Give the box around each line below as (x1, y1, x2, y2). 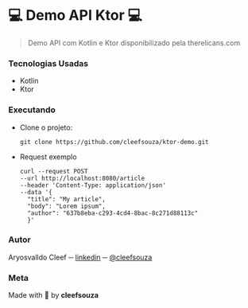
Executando (8, 104, 56, 115)
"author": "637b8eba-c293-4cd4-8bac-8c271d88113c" (27, 209, 199, 217)
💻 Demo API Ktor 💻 (8, 6, 143, 25)
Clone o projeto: (19, 123, 73, 132)
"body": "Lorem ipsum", (27, 202, 106, 210)
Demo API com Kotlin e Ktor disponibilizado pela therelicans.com (27, 37, 241, 48)
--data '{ (19, 188, 53, 196)
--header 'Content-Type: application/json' (19, 181, 167, 189)
